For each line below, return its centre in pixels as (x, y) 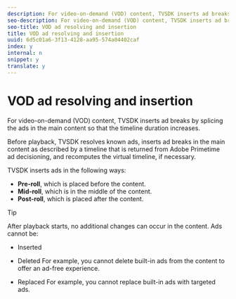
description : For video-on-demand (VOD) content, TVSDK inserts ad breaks (119, 14)
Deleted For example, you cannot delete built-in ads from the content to (121, 260)
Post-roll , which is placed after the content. (80, 198)
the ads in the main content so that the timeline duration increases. (104, 128)
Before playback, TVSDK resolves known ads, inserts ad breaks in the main (116, 141)
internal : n (25, 53)
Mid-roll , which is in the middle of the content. (85, 191)
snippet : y (23, 60)
